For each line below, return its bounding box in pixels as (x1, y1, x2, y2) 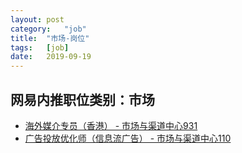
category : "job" (10, 24, 87, 34)
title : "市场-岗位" (10, 33, 90, 43)
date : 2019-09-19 (10, 52, 92, 62)
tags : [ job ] (10, 42, 70, 53)
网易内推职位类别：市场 (10, 91, 155, 108)
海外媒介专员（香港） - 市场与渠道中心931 (24, 119, 198, 131)
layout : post (10, 14, 65, 25)
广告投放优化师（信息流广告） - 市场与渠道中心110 (24, 132, 232, 144)
